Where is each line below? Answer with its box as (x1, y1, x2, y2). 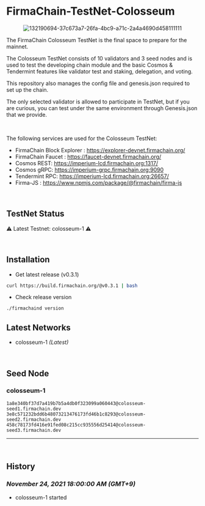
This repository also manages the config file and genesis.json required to (6, 80, 190, 87)
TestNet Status (6, 209, 65, 219)
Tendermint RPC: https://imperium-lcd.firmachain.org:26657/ (15, 173, 169, 180)
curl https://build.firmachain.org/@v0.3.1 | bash (6, 283, 138, 289)
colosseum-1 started (15, 494, 67, 501)
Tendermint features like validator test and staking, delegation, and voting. (6, 67, 193, 75)
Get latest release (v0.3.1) (15, 270, 79, 278)
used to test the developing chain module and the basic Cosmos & (6, 61, 173, 69)
